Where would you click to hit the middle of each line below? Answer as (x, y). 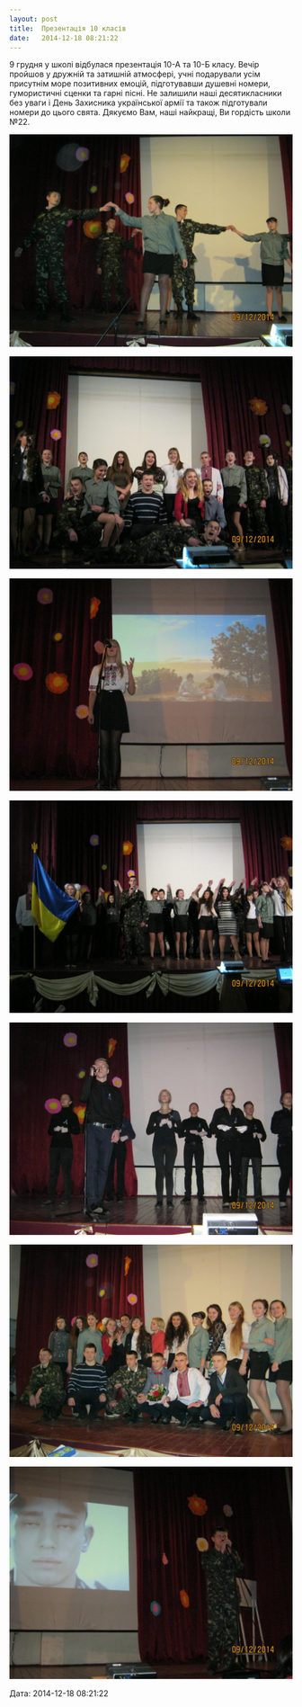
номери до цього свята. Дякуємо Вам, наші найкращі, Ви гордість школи (150, 112)
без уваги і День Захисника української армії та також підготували (138, 103)
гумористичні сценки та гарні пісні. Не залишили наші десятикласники (146, 94)
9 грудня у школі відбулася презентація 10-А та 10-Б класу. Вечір (134, 65)
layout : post (34, 19)
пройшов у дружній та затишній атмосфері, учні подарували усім (135, 74)
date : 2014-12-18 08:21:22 (64, 38)
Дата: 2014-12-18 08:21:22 (59, 1694)
